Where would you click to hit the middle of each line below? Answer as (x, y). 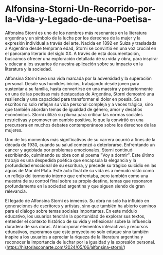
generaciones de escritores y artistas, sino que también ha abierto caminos (81, 206)
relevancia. (16, 191)
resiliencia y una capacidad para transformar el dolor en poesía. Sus (73, 99)
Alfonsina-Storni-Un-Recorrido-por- (81, 9)
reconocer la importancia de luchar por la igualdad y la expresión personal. (80, 242)
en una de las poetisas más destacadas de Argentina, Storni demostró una (80, 94)
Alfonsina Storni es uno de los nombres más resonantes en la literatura (76, 33)
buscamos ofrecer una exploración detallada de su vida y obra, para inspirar (81, 58)
